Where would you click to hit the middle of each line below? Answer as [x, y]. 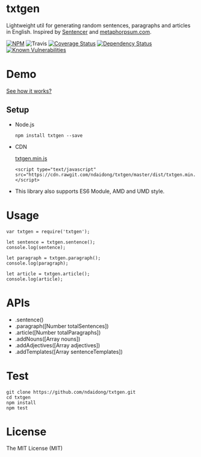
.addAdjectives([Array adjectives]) [57, 345]
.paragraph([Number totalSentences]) [62, 326]
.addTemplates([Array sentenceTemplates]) [69, 351]
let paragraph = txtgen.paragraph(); [54, 258]
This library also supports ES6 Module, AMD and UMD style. [90, 191]
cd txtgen [19, 397]
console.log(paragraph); [37, 263]
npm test [17, 408]
